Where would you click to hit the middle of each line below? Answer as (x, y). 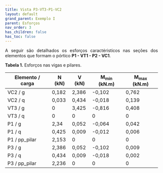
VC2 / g (16, 92)
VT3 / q (16, 116)
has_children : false (26, 32)
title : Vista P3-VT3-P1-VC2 (33, 9)
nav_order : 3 (18, 28)
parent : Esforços (23, 23)
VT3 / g (16, 108)
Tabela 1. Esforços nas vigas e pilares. (43, 65)
